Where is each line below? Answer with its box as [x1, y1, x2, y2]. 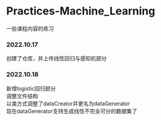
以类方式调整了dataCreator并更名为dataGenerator [6, 99, 130, 107]
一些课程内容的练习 [6, 25, 54, 32]
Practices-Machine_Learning [6, 4, 156, 18]
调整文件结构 [6, 92, 38, 99]
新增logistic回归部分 [6, 84, 56, 92]
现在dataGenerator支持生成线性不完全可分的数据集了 [6, 107, 137, 115]
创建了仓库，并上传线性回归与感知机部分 [6, 55, 107, 62]
